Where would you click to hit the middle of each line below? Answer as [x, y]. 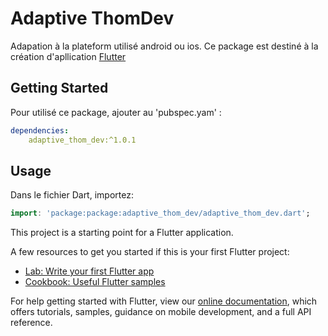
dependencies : [40, 130]
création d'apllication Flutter [68, 56]
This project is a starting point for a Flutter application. [122, 233]
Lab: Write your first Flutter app [89, 271]
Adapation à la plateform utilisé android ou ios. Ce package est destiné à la [164, 46]
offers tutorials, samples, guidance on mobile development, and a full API [161, 312]
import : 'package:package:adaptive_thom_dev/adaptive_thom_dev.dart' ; [160, 213]
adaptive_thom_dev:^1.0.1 [82, 140]
